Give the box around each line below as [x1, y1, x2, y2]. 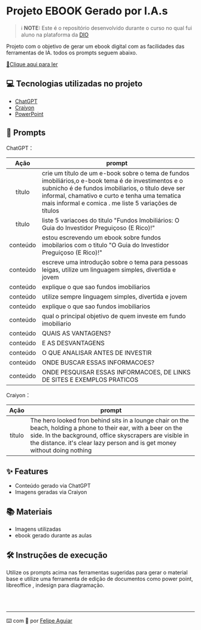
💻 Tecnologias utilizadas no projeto [6, 79, 143, 89]
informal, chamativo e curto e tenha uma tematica [41, 191, 181, 200]
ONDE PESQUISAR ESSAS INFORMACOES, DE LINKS [41, 368, 191, 376]
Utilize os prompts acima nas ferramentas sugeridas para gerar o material [6, 569, 188, 576]
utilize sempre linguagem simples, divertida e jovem [41, 292, 187, 300]
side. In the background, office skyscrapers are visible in [30, 431, 189, 439]
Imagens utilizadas [14, 525, 62, 533]
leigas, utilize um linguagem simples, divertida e [41, 265, 176, 273]
